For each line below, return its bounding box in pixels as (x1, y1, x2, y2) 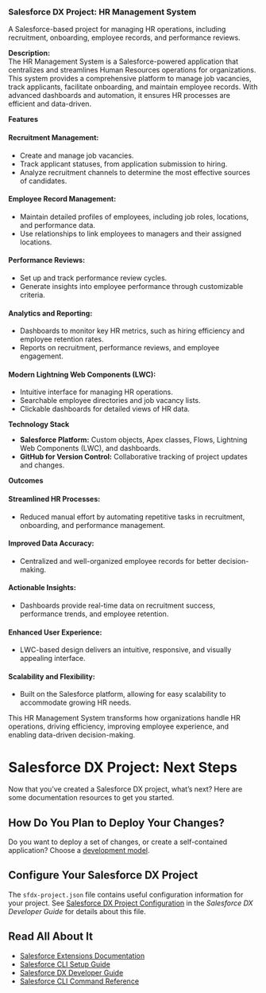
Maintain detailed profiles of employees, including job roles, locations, (19, 212, 249, 221)
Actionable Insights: (8, 583, 77, 592)
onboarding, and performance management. (19, 520, 165, 530)
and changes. (19, 460, 65, 470)
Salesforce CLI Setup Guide (19, 959, 111, 969)
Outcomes (8, 476, 44, 486)
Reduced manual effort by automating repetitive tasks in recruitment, (19, 512, 245, 522)
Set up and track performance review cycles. (19, 273, 168, 283)
